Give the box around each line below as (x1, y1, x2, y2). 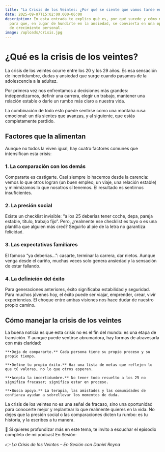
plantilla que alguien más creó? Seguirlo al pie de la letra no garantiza (5, 224, 146, 229)
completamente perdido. (5, 118, 55, 124)
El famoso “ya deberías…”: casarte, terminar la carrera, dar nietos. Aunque (5, 252, 156, 258)
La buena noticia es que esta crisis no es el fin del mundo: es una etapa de (5, 329, 156, 335)
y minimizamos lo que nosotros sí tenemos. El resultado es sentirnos (5, 185, 144, 191)
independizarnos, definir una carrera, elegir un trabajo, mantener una (5, 93, 145, 98)
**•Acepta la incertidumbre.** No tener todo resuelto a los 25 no (5, 375, 146, 380)
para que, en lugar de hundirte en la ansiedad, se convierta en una (9, 21, 155, 26)
